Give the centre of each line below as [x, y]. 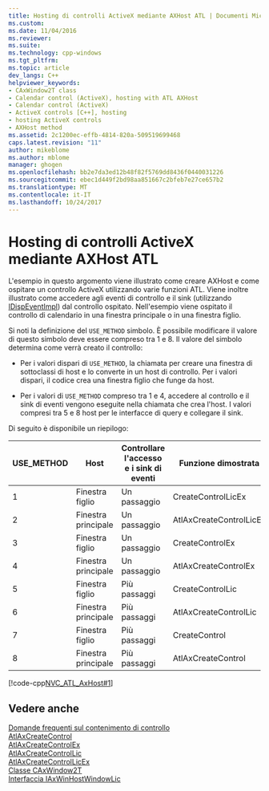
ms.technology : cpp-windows [55, 53]
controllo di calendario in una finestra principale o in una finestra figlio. [125, 315]
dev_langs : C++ [34, 75]
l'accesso [143, 458]
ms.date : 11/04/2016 [43, 30]
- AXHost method [35, 128]
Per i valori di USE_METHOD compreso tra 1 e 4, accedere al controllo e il [134, 396]
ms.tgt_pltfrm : [34, 61]
